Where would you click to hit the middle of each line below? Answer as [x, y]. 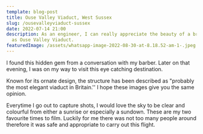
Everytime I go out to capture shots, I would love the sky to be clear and [96, 105]
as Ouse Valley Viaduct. [43, 40]
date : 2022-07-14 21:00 [36, 29]
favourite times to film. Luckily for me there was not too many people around [101, 118]
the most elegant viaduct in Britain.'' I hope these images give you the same [100, 87]
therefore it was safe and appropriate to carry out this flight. [81, 124]
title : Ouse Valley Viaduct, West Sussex [59, 18]
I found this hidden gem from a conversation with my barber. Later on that [98, 62]
